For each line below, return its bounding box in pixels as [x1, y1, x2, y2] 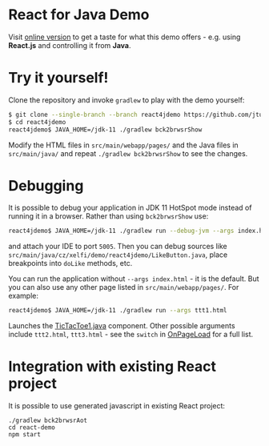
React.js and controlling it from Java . [8, 40, 131, 50]
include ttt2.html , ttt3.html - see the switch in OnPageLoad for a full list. [8, 330, 254, 340]
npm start [8, 431, 42, 439]
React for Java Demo [8, 6, 150, 24]
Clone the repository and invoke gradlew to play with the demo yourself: [8, 94, 245, 105]
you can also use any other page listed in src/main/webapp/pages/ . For [8, 283, 239, 292]
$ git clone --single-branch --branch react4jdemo [8, 110, 181, 119]
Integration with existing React [8, 358, 216, 376]
